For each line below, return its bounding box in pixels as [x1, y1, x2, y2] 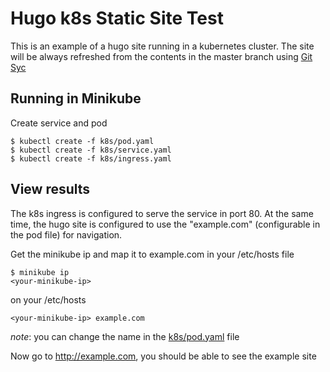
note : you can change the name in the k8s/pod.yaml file [10, 330, 240, 342]
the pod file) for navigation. [10, 228, 123, 241]
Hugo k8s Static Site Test [10, 7, 224, 30]
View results [10, 181, 91, 198]
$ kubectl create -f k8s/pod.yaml [10, 136, 155, 146]
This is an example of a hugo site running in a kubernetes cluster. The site [10, 40, 315, 52]
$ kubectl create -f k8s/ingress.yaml [10, 153, 172, 164]
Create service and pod [10, 117, 108, 129]
